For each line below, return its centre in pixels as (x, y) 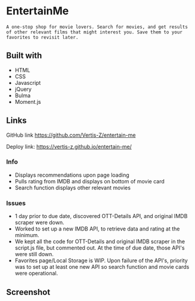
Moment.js (28, 102)
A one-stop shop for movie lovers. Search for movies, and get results (97, 27)
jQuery (23, 89)
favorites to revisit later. (42, 37)
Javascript (28, 82)
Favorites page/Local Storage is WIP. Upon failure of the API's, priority (101, 260)
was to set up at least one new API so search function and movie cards (102, 267)
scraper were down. (39, 223)
